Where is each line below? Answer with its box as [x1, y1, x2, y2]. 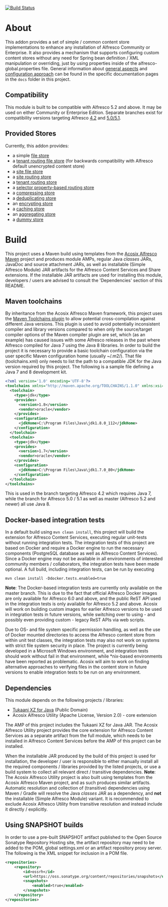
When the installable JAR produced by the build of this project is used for [5, 753, 156, 759]
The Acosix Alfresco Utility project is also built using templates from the [5, 774, 153, 781]
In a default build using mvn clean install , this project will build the [5, 529, 144, 535]
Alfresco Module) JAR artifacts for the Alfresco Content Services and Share [5, 267, 161, 273]
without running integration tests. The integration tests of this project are [5, 540, 155, 546]
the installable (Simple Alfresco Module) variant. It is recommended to [5, 796, 149, 802]
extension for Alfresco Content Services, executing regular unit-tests [5, 535, 147, 541]
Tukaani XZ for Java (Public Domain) [12, 707, 88, 713]
